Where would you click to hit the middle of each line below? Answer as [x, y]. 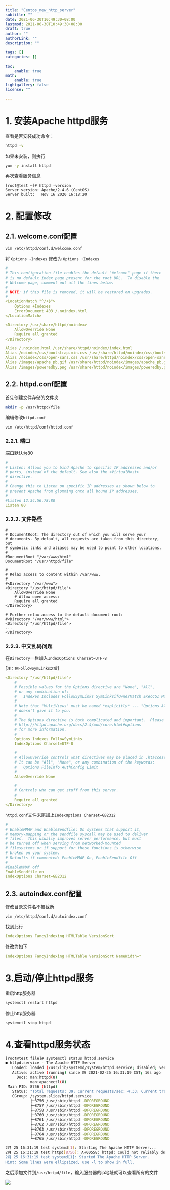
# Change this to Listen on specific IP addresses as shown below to [80, 486]
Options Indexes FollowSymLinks [48, 739]
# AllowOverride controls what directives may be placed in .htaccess [90, 758]
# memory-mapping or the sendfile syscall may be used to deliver [77, 834]
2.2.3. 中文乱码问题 [29, 646]
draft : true [18, 29]
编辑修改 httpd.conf [26, 417]
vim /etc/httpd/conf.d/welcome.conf [44, 249]
